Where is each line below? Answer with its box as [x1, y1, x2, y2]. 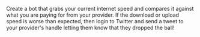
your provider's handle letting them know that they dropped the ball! [6, 24, 175, 31]
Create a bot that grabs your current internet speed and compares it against [6, 5, 194, 12]
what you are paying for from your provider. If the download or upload [6, 11, 179, 18]
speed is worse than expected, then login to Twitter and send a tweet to [6, 18, 184, 24]
